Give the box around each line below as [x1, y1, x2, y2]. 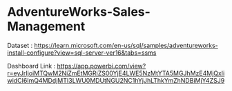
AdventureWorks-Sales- [7, 4, 151, 20]
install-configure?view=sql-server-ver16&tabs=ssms [7, 49, 157, 57]
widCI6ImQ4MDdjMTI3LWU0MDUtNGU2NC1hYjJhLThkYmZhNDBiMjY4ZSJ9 [7, 76, 225, 84]
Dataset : [7, 41, 33, 49]
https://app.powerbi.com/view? [57, 62, 146, 70]
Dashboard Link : [7, 62, 56, 70]
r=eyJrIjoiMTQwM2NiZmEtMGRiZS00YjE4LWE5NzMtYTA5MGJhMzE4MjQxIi [7, 69, 225, 77]
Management [7, 18, 86, 34]
